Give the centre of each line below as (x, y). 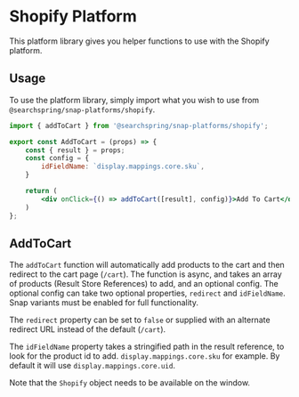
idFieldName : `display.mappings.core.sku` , (123, 166)
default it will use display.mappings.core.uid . (93, 366)
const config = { (57, 158)
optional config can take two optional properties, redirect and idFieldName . (148, 293)
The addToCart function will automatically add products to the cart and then (147, 265)
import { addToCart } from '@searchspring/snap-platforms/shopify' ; (139, 126)
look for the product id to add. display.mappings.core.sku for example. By (145, 356)
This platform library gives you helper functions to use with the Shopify (139, 41)
